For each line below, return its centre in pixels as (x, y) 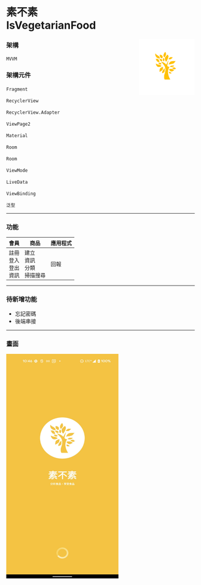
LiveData (17, 182)
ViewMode (17, 170)
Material (17, 135)
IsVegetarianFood (51, 25)
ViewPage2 (19, 124)
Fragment (17, 89)
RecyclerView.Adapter (33, 112)
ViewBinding (21, 193)
